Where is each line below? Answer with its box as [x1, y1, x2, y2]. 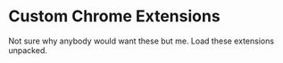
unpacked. [8, 44, 48, 55]
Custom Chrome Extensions [8, 6, 221, 27]
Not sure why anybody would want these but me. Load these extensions [8, 35, 274, 46]
